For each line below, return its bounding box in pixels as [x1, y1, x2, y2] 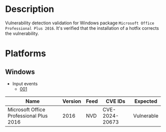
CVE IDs [105, 98, 125, 105]
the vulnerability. [5, 30, 39, 36]
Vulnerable [133, 112, 159, 119]
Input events [12, 80, 38, 86]
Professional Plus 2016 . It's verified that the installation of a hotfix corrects [5, 25, 159, 31]
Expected [134, 98, 158, 105]
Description [5, 3, 54, 15]
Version [62, 98, 82, 105]
